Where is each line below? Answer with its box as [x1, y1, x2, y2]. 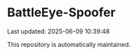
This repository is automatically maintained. [7, 40, 131, 48]
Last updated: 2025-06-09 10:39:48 [7, 27, 110, 35]
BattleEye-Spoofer [7, 5, 116, 20]
